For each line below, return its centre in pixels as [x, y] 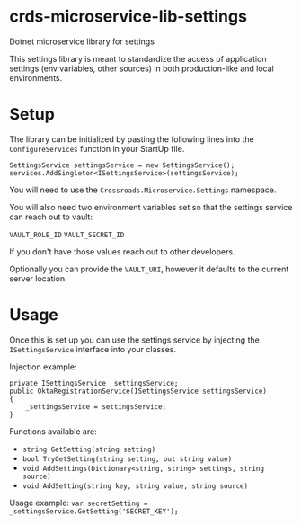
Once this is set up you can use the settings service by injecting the [135, 340]
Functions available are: [53, 431]
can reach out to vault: [51, 217]
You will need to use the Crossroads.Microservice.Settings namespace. [143, 190]
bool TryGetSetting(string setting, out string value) [127, 459]
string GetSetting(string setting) [89, 449]
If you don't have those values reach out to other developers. [122, 251]
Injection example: [43, 367]
